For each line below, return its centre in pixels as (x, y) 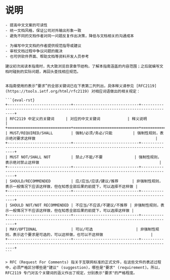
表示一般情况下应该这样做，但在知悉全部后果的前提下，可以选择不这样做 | (72, 186)
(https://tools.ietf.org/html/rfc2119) (47, 91)
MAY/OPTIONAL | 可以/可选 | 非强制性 (83, 229)
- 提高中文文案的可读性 (27, 25)
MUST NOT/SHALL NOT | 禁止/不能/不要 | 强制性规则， (86, 157)
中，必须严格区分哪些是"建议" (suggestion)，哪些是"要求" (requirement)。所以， (84, 267)
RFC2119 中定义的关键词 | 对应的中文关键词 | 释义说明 (78, 119)
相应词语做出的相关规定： (118, 91)
